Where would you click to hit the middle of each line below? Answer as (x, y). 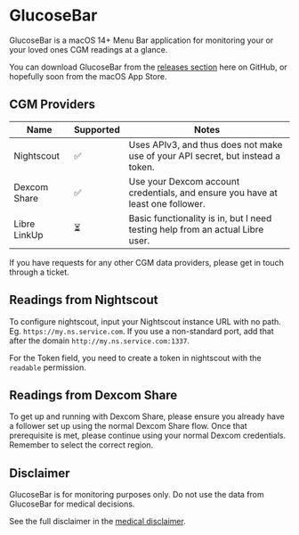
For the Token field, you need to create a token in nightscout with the (136, 358)
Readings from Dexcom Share (93, 395)
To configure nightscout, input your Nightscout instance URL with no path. (145, 321)
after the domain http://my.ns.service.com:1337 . (99, 341)
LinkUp (28, 235)
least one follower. (167, 203)
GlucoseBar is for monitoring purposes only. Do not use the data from (137, 495)
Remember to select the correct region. (81, 445)
